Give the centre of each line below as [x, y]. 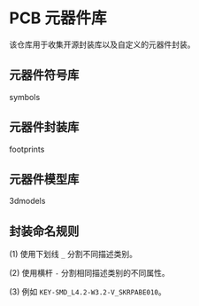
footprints [27, 149]
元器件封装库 [44, 127]
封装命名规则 [44, 231]
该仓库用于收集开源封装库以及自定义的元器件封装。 [102, 44]
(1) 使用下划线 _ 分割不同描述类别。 [73, 255]
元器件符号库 [44, 75]
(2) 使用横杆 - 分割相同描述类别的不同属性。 [89, 273]
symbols [25, 97]
